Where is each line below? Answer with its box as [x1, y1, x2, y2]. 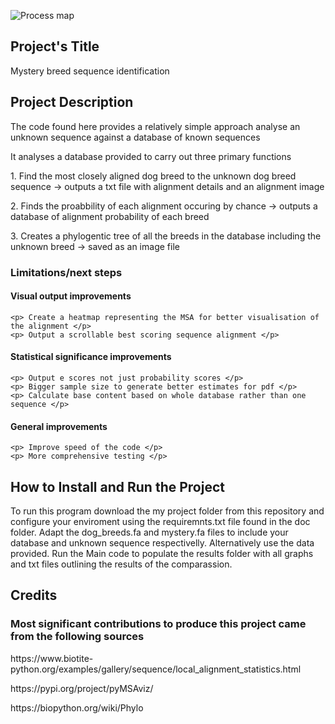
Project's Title [10, 38, 100, 55]
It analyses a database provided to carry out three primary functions [10, 150, 292, 162]
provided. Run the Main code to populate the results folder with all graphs [10, 547, 314, 559]
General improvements [10, 420, 108, 432]
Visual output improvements [10, 290, 132, 302]
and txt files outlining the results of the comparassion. [10, 558, 233, 570]
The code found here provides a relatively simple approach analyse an [10, 120, 301, 132]
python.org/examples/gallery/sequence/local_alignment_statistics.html [10, 663, 302, 675]
